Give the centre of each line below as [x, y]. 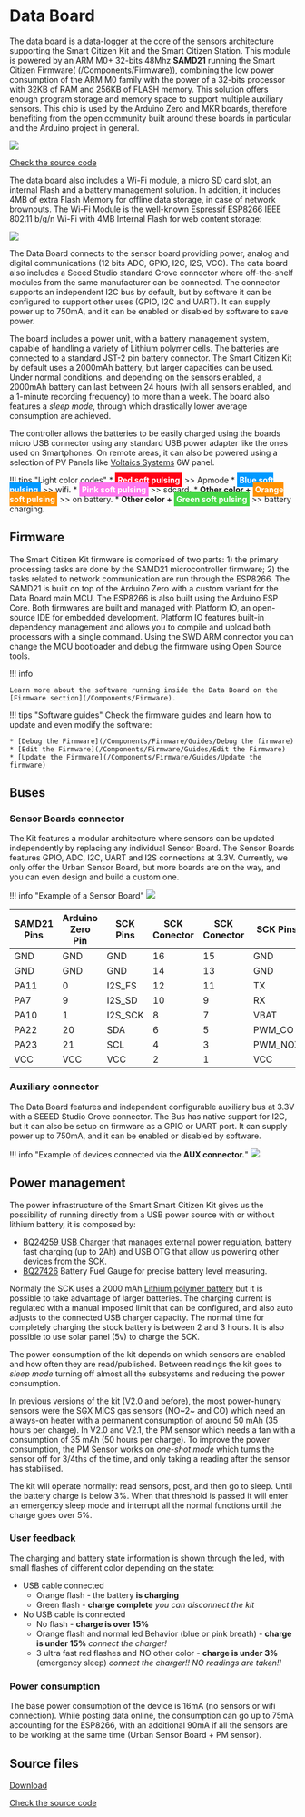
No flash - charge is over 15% [93, 1623]
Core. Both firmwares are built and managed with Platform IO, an [130, 607]
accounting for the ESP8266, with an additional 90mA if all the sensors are [148, 1725]
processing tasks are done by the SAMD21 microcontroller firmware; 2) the [149, 569]
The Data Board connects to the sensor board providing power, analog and [149, 253]
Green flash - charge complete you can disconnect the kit [145, 1604]
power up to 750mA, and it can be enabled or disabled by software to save [149, 311]
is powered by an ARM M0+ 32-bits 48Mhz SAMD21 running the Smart [143, 60]
